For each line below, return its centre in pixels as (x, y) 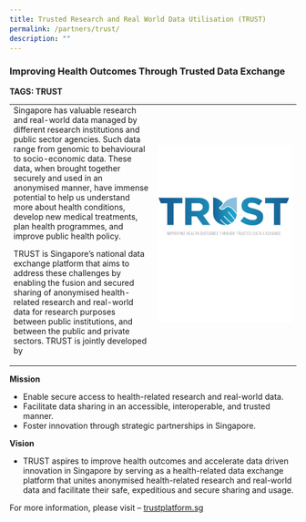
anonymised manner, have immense (81, 188)
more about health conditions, (69, 207)
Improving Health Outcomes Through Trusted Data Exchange (148, 71)
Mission (25, 379)
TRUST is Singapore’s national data (79, 254)
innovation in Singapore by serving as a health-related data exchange (153, 470)
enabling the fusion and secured (74, 283)
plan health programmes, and (68, 227)
